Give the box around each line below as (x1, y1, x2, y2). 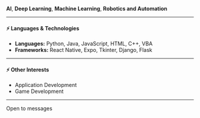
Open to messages (6, 105, 52, 112)
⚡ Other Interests (6, 66, 49, 73)
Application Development (14, 82, 77, 89)
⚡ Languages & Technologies (6, 24, 79, 32)
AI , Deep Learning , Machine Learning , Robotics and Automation (6, 5, 168, 12)
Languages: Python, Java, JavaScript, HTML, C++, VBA (14, 40, 153, 47)
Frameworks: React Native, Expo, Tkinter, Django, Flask (14, 46, 153, 54)
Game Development (14, 88, 64, 95)
